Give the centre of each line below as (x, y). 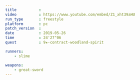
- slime (22, 56)
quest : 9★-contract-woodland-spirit (54, 42)
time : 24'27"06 (33, 38)
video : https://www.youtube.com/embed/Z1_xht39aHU (70, 14)
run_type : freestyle (34, 19)
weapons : (14, 65)
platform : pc (27, 24)
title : (23, 10)
